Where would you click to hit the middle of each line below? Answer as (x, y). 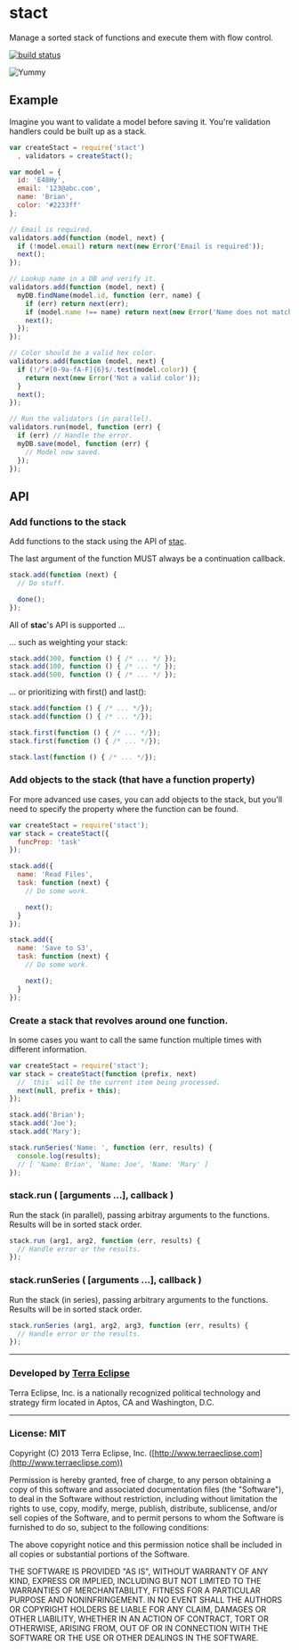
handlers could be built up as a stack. (78, 131)
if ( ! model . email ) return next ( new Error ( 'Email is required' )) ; (141, 246)
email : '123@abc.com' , (59, 189)
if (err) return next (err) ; (77, 303)
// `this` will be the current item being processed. (119, 1082)
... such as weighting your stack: (69, 642)
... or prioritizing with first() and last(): (78, 692)
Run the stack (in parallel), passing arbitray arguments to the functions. (139, 1215)
